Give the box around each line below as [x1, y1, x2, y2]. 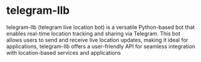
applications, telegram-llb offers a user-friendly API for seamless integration [6, 43, 196, 50]
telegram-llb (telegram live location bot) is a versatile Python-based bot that [6, 23, 195, 31]
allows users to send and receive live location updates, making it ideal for [6, 36, 189, 43]
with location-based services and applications [6, 49, 121, 56]
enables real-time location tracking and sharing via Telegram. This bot [6, 29, 181, 37]
